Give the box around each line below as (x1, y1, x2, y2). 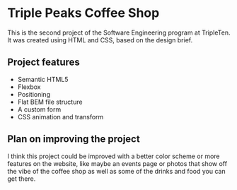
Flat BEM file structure (17, 97, 83, 106)
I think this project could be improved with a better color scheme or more (7, 152, 220, 160)
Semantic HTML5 (17, 75, 69, 83)
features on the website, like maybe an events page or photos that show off (7, 159, 228, 167)
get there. (7, 174, 36, 183)
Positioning (17, 90, 51, 98)
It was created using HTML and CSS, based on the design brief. (7, 35, 193, 44)
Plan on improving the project (7, 133, 140, 146)
